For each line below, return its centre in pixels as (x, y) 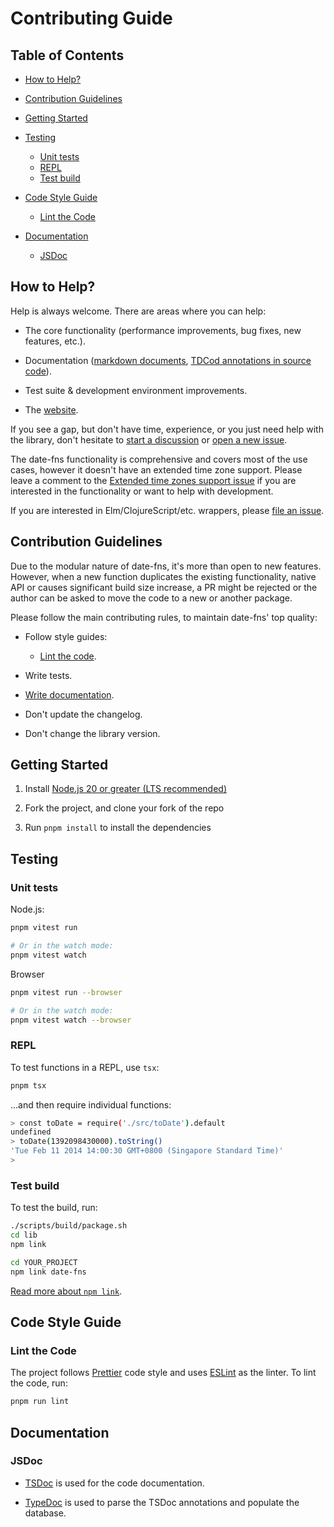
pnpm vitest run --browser (66, 992)
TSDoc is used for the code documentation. (114, 1483)
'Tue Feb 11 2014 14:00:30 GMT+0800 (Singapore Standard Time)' (147, 1151)
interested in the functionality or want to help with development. (142, 491)
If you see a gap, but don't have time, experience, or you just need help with (167, 429)
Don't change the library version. (92, 733)
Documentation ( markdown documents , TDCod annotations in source (168, 360)
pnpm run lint (40, 1402)
